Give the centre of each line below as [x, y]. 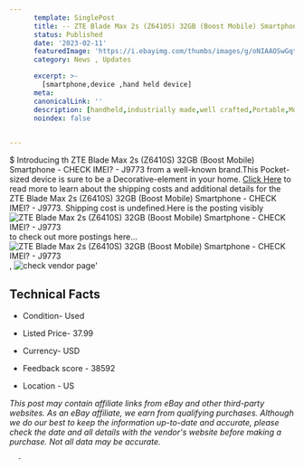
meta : [43, 93]
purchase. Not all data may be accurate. [85, 441]
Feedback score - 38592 [69, 368]
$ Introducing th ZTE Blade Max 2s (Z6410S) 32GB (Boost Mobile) [132, 160]
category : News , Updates [82, 60]
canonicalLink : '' [68, 101]
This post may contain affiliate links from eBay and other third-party [137, 403]
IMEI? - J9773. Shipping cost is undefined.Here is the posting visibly [137, 208]
